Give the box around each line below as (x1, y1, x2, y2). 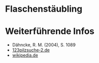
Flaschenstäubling (5, 3, 82, 15)
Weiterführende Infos (5, 26, 95, 37)
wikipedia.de (12, 52, 38, 58)
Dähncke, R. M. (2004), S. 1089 (12, 42, 76, 48)
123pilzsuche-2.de (12, 47, 50, 53)
